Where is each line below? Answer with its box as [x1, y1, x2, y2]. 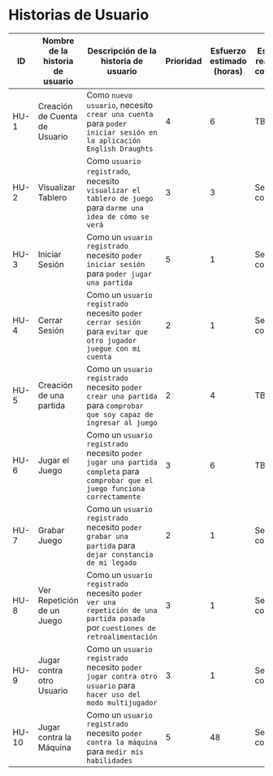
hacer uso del [86, 690, 141, 699]
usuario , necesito [86, 99, 153, 110]
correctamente [86, 492, 141, 501]
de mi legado [86, 558, 137, 567]
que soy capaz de [86, 410, 154, 419]
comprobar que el [86, 476, 154, 485]
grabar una [86, 532, 128, 541]
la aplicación [86, 136, 141, 145]
